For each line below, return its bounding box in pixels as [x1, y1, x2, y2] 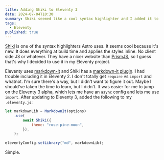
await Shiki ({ [23, 118, 51, 122]
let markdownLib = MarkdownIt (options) [5, 109, 87, 114]
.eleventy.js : [5, 100, 33, 105]
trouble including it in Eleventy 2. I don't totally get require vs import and [5, 74, 152, 79]
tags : [5, 20, 16, 26]
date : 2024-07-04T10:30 [5, 12, 54, 17]
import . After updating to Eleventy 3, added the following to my [5, 94, 132, 100]
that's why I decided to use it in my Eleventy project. [5, 59, 111, 64]
